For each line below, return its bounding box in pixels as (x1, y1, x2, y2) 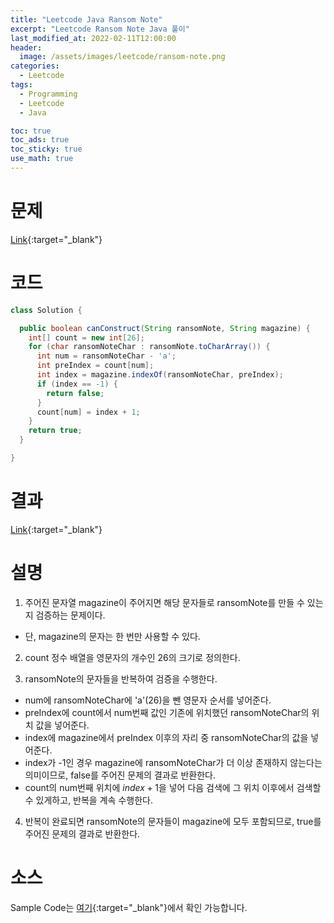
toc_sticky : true (10, 144, 83, 155)
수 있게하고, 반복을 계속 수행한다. (24, 794, 153, 806)
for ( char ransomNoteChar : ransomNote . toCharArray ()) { (28, 342, 271, 352)
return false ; (46, 388, 105, 398)
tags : (10, 80, 33, 90)
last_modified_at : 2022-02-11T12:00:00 (10, 33, 177, 43)
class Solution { (10, 305, 83, 315)
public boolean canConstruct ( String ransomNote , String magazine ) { (19, 323, 311, 333)
